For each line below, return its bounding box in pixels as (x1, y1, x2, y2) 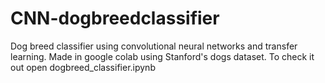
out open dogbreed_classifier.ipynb (10, 61, 156, 73)
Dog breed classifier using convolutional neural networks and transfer (10, 40, 298, 52)
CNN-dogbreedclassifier (10, 7, 220, 30)
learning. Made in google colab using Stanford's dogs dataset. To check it (10, 50, 315, 62)
